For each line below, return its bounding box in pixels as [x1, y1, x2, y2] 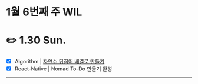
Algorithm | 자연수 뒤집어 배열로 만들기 [14, 58, 105, 65]
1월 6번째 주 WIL [6, 5, 82, 19]
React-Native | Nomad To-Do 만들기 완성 [14, 65, 113, 72]
